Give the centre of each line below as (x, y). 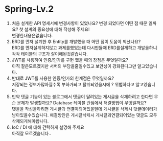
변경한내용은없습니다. (32, 35)
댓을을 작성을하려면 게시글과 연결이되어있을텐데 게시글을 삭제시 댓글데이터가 (84, 109)
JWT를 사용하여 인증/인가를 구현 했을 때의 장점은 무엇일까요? (70, 60)
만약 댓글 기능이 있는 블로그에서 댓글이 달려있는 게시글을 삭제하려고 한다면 (82, 96)
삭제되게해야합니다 (29, 121)
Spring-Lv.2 (29, 9)
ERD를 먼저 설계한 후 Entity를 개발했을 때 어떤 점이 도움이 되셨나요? (76, 41)
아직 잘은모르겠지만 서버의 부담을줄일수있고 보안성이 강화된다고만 (74, 66)
